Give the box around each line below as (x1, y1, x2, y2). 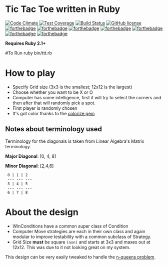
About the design (5, 206, 78, 218)
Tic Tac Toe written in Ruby (5, 3, 120, 15)
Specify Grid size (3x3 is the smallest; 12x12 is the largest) (12, 84, 132, 90)
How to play (5, 67, 55, 79)
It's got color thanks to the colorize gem (12, 110, 95, 116)
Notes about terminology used (5, 125, 102, 133)
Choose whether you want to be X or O (12, 89, 93, 95)
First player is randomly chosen (12, 105, 77, 111)
